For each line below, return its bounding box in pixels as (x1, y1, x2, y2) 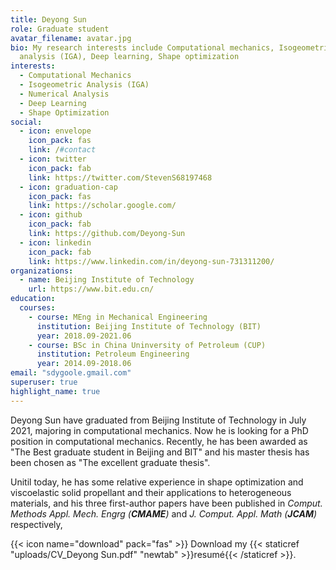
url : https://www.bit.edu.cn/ (28, 284, 155, 295)
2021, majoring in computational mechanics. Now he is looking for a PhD (10, 424, 309, 436)
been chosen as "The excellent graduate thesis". (10, 456, 211, 468)
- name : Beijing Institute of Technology (19, 275, 195, 285)
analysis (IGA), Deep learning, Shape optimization (19, 52, 240, 62)
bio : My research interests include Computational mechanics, (10, 42, 275, 53)
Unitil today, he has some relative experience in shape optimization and (10, 476, 304, 488)
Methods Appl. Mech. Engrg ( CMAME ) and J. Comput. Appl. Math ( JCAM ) (10, 507, 318, 520)
